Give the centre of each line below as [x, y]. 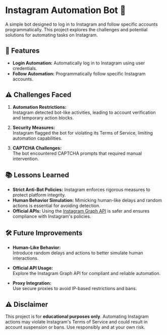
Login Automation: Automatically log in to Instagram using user [79, 63]
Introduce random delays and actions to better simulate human [78, 253]
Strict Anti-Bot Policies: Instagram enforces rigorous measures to [81, 190]
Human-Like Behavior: [37, 248]
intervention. [26, 159]
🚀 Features [22, 51]
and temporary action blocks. [43, 117]
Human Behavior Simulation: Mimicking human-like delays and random [87, 200]
